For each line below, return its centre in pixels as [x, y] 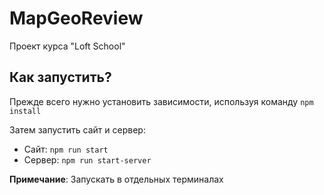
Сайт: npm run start [66, 149]
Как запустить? [60, 77]
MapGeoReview [76, 18]
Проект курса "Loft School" [67, 46]
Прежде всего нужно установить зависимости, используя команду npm [161, 101]
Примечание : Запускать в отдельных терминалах [116, 179]
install [25, 111]
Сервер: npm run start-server [87, 159]
